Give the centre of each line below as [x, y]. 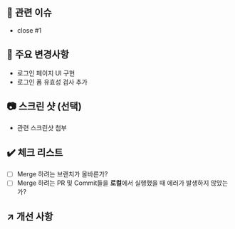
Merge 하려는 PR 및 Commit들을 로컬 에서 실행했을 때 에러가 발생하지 [113, 183]
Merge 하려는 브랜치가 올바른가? [62, 174]
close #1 [29, 30]
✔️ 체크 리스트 [35, 153]
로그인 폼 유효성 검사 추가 [52, 82]
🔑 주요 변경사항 [38, 54]
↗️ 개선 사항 [30, 217]
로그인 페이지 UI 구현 [46, 73]
